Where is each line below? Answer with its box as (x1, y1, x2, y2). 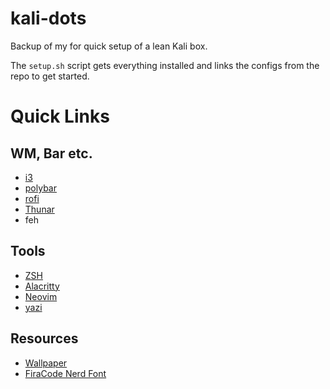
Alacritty (24, 280, 60, 292)
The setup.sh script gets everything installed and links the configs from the (10, 59, 320, 71)
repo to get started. (10, 70, 90, 82)
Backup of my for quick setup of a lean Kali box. (10, 40, 208, 52)
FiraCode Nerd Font (24, 367, 107, 379)
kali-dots (10, 7, 87, 30)
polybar (24, 182, 57, 194)
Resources (10, 330, 79, 347)
